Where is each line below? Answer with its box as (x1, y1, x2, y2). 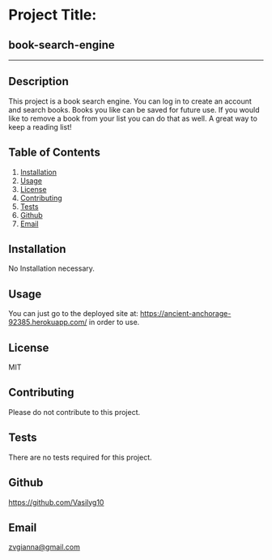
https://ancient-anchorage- (140, 309, 232, 318)
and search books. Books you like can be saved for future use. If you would (8, 105, 261, 114)
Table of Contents (8, 146, 101, 160)
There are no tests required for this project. (8, 452, 152, 462)
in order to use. (88, 318, 140, 327)
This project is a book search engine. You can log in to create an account (8, 96, 253, 106)
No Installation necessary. (8, 263, 96, 273)
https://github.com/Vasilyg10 (8, 497, 104, 507)
